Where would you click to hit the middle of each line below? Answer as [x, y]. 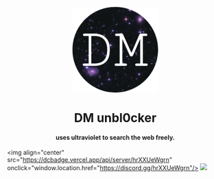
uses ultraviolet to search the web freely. [115, 137]
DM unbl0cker [115, 118]
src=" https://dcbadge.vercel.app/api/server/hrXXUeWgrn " [90, 160]
